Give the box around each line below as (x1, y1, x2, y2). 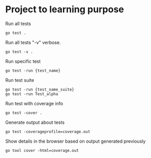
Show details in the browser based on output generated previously (5, 138, 146, 144)
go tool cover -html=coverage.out (5, 148, 79, 153)
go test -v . (5, 49, 33, 54)
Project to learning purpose (5, 4, 124, 15)
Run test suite (5, 77, 34, 83)
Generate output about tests (5, 119, 65, 125)
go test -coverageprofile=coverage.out (5, 129, 91, 134)
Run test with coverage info (5, 100, 63, 106)
